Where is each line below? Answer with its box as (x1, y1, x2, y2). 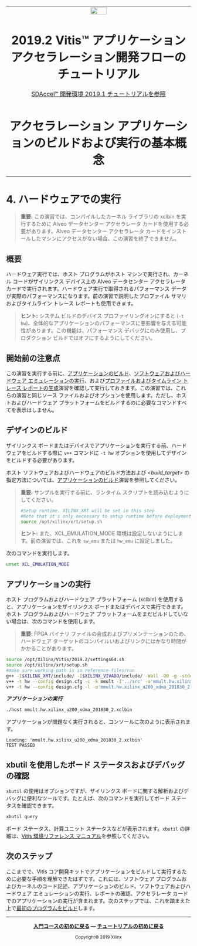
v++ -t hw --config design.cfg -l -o (6, 684, 98, 690)
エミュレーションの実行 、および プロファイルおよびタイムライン (28, 377, 182, 384)
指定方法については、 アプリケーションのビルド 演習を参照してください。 (6, 476, 181, 483)
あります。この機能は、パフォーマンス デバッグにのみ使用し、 (30, 327, 181, 334)
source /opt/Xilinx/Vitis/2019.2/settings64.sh (6, 656, 125, 663)
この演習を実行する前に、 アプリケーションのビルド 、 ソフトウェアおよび (6, 370, 181, 377)
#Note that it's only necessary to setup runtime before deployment (20, 513, 192, 519)
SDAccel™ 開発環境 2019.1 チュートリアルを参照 (31, 90, 166, 98)
